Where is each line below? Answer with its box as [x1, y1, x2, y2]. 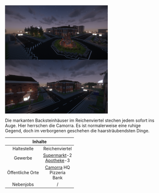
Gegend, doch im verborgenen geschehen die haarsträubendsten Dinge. [5, 128, 150, 134]
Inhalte [32, 139, 47, 145]
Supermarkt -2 [43, 152, 72, 158]
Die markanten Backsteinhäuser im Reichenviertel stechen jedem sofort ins [5, 117, 155, 124]
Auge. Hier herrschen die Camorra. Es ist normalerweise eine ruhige [5, 123, 141, 129]
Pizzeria [49, 169, 66, 175]
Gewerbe [14, 155, 32, 161]
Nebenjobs [12, 181, 34, 187]
